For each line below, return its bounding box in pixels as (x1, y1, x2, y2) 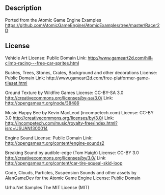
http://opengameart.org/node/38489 (5, 100, 80, 106)
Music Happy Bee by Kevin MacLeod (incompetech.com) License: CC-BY (5, 109, 154, 115)
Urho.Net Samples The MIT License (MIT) (5, 184, 90, 190)
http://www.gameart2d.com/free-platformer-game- (46, 75, 150, 81)
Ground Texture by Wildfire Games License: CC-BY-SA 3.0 (5, 90, 124, 96)
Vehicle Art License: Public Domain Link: (5, 55, 87, 61)
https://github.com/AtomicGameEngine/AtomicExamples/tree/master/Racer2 (5, 22, 160, 28)
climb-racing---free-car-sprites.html (5, 60, 80, 66)
